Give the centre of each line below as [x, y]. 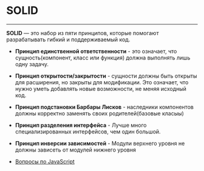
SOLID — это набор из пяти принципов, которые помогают [83, 33]
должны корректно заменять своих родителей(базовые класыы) [99, 113]
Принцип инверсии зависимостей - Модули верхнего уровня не [100, 143]
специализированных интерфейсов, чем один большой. [88, 132]
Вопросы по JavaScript [45, 161]
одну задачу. [32, 64]
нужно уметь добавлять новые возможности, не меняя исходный [101, 89]
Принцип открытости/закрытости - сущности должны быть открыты [106, 76]
